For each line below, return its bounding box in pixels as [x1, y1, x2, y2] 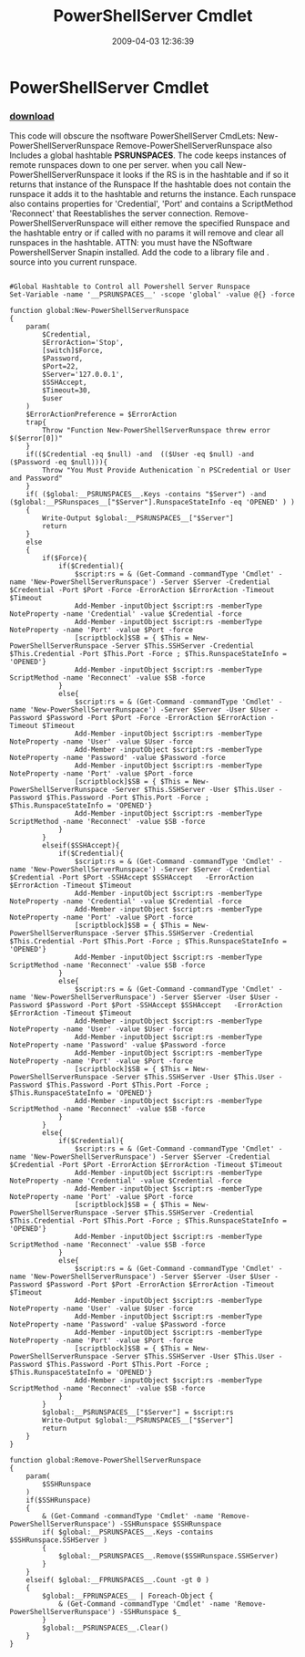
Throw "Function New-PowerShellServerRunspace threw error [42, 426, 271, 435]
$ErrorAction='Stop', [42, 339, 125, 348]
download [9, 109, 55, 122]
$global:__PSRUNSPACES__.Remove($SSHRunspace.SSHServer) [57, 1552, 280, 1561]
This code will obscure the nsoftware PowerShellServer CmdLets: [9, 130, 256, 141]
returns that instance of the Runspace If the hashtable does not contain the [9, 179, 291, 190]
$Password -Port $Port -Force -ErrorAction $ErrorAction [46, 714, 267, 723]
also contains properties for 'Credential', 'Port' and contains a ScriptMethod [9, 198, 293, 210]
